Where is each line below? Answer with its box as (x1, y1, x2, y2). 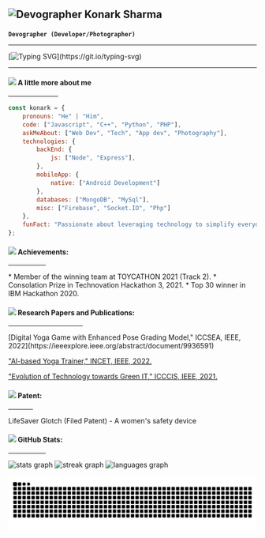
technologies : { (22, 137, 77, 145)
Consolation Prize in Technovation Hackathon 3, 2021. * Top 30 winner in (8, 280, 246, 290)
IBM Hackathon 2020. (8, 289, 80, 299)
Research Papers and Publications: (17, 307, 136, 317)
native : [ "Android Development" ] (50, 179, 160, 186)
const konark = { (8, 104, 65, 112)
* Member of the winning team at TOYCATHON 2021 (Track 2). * (8, 272, 217, 281)
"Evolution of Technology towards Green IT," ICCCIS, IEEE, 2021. (8, 372, 218, 382)
